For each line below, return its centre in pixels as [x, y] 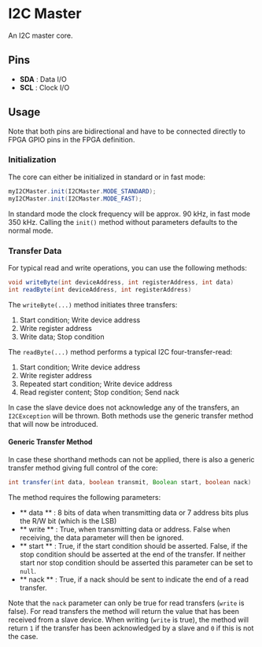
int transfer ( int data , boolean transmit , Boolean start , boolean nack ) [130, 482]
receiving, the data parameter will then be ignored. [101, 537]
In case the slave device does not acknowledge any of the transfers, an [124, 407]
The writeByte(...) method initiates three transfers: [93, 304]
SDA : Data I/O [43, 79]
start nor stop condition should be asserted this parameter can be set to [136, 562]
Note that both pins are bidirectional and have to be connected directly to [127, 131]
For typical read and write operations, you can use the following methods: [128, 267]
